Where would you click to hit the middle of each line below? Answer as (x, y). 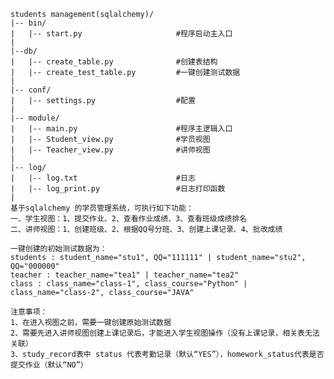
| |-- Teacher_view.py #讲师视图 (110, 150)
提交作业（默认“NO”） (49, 365)
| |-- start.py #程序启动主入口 (121, 34)
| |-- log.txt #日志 (103, 178)
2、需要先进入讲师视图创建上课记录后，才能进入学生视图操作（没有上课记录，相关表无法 (165, 333)
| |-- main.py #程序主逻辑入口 (121, 129)
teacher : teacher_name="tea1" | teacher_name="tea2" (125, 275)
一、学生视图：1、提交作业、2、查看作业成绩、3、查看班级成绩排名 (129, 219)
